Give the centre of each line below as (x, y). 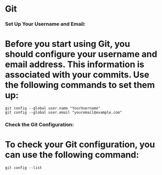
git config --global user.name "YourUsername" (53, 108)
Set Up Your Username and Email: (45, 24)
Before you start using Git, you (68, 44)
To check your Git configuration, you (80, 145)
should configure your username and (81, 54)
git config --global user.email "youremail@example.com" (64, 113)
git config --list (23, 168)
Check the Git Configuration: (39, 124)
